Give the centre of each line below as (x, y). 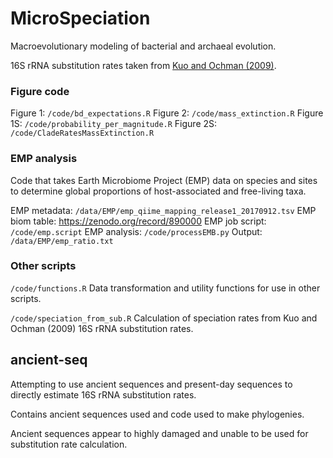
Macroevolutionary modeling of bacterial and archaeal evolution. (143, 46)
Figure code (40, 91)
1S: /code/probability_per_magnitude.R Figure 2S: (114, 124)
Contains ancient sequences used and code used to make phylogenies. (157, 414)
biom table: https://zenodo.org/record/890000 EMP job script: (138, 221)
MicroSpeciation (80, 18)
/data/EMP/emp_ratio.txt (62, 241)
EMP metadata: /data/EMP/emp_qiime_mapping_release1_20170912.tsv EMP (163, 210)
